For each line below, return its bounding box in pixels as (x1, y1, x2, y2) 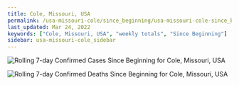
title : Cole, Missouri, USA (7, 10, 91, 18)
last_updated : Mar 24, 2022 (7, 23, 91, 30)
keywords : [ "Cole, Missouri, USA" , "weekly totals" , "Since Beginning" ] (7, 30, 228, 38)
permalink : (7, 17, 40, 24)
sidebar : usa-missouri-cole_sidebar (7, 37, 116, 44)
